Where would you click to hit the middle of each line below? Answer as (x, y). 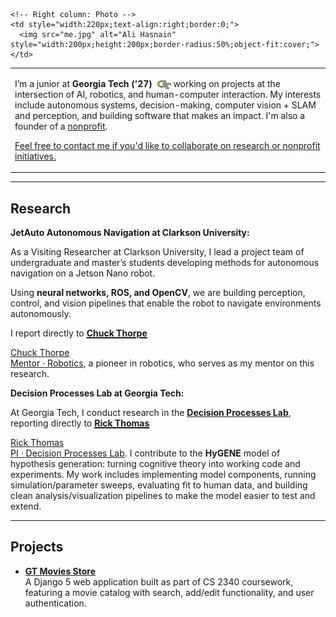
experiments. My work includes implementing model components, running (163, 475)
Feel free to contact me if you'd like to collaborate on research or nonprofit (167, 145)
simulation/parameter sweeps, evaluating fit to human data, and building (159, 485)
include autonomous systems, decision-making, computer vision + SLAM (165, 105)
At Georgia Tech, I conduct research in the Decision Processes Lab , (151, 413)
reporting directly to (51, 423)
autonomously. (41, 314)
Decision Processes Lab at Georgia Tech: (97, 393)
